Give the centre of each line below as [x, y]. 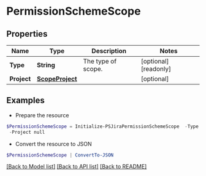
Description [109, 51]
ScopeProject [57, 79]
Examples [25, 101]
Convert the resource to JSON [53, 144]
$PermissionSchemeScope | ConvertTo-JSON [60, 155]
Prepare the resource [42, 115]
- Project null [27, 132]
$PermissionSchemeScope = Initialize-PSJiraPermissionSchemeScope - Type [103, 127]
